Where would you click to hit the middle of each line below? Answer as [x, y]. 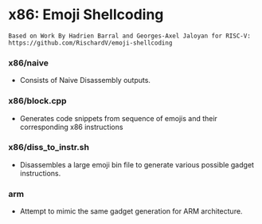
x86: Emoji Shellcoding [86, 15]
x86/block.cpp [37, 101]
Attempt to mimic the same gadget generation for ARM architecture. [131, 211]
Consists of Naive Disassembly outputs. [85, 81]
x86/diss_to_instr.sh [49, 147]
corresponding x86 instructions [71, 127]
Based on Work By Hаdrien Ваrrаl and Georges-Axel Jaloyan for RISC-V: [129, 36]
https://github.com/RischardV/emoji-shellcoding [90, 43]
